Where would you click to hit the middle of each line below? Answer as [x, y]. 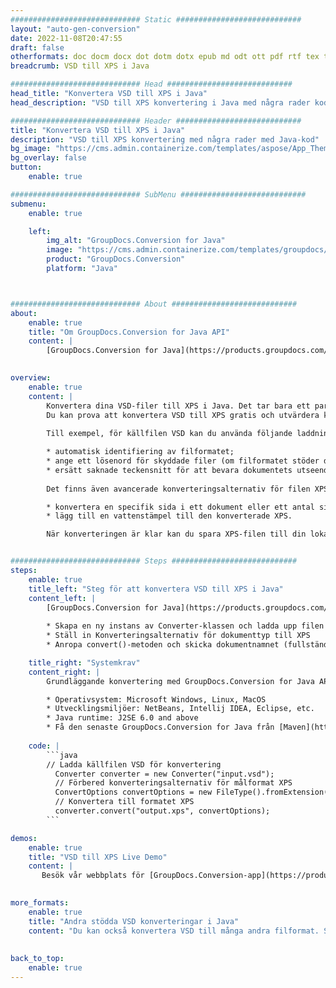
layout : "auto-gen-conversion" [75, 29]
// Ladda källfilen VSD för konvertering [134, 764]
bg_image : [31, 149]
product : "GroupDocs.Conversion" [116, 259]
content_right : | [64, 672]
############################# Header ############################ [156, 121]
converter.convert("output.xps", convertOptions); [162, 811]
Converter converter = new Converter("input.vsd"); [164, 774]
